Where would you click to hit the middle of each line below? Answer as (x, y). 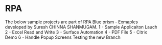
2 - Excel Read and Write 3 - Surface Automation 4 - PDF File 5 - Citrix (76, 32)
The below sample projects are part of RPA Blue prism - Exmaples (71, 22)
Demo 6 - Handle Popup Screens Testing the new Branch (63, 37)
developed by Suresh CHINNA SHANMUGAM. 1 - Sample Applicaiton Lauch (81, 27)
